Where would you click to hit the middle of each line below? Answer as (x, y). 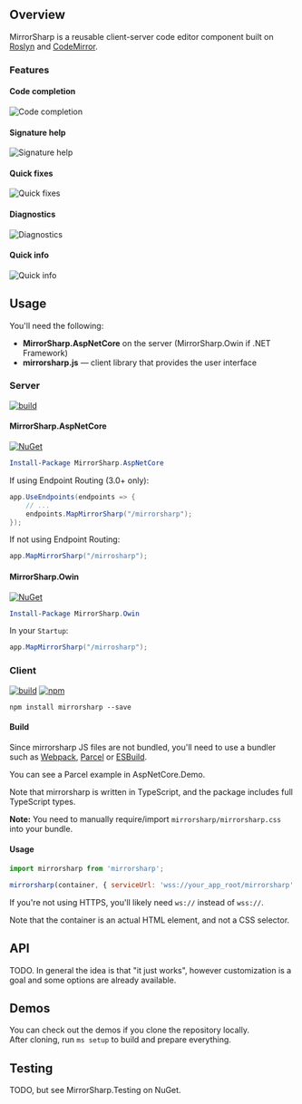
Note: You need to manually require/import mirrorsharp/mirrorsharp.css (145, 818)
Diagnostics (33, 214)
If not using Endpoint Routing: (65, 539)
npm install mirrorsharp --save (70, 707)
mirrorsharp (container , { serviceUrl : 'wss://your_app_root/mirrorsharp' (152, 885)
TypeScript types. (43, 801)
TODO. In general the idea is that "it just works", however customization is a (151, 970)
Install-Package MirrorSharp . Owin (75, 614)
